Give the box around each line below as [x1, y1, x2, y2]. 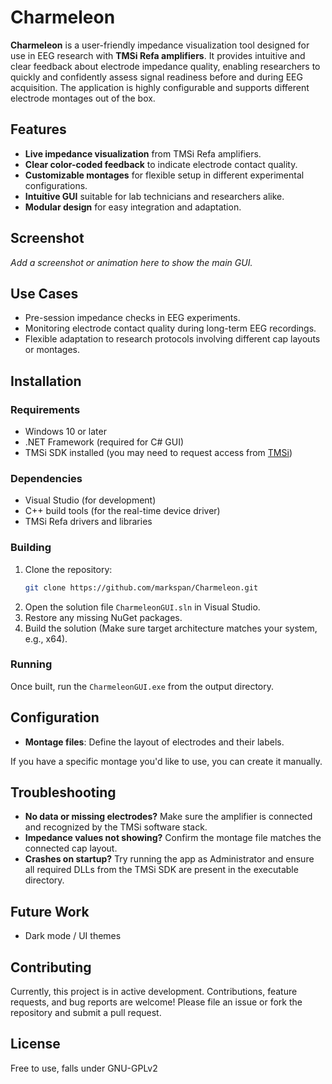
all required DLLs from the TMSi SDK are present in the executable [24, 864, 299, 876]
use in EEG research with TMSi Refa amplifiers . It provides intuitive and [10, 49, 306, 61]
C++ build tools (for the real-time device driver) [24, 505, 221, 517]
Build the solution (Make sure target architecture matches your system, [24, 622, 318, 634]
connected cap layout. [24, 842, 118, 855]
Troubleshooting [10, 784, 117, 801]
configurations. [24, 179, 88, 191]
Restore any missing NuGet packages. [24, 611, 183, 623]
